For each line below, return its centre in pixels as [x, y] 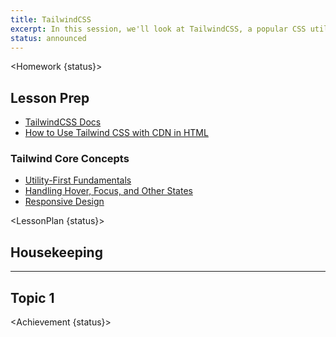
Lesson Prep [50, 97]
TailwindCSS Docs [63, 122]
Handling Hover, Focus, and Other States [108, 191]
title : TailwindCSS [51, 19]
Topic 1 [32, 297]
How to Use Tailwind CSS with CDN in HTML [116, 133]
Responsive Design [64, 202]
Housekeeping [56, 252]
